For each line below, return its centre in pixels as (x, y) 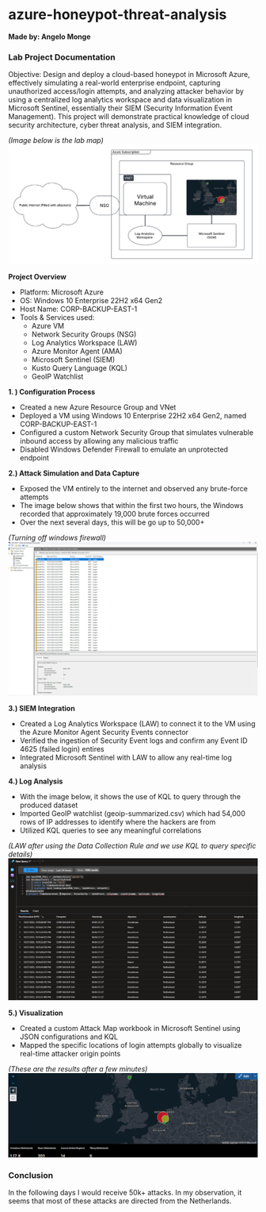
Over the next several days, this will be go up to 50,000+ (112, 522)
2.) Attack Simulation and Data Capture (74, 473)
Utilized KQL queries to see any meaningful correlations (110, 830)
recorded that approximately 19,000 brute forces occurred (114, 514)
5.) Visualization (36, 1013)
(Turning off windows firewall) (57, 537)
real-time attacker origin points (70, 1053)
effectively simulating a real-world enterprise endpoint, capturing (114, 83)
